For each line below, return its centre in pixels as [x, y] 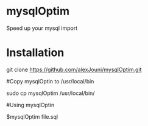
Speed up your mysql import [42, 28]
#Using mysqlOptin [30, 105]
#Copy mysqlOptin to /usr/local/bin [50, 81]
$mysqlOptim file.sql [32, 116]
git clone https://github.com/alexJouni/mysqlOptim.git [74, 69]
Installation [35, 53]
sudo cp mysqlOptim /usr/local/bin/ [51, 93]
